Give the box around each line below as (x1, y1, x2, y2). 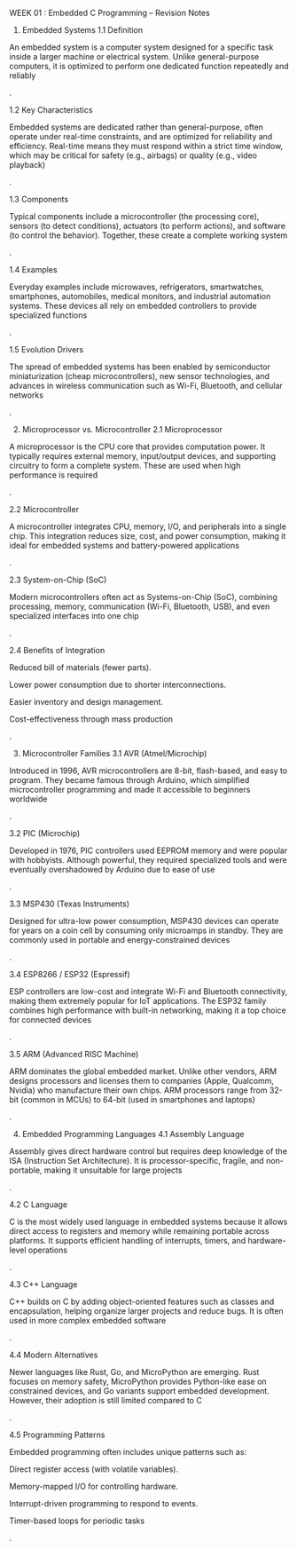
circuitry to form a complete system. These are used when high (9, 461, 241, 470)
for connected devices (9, 1015, 91, 1024)
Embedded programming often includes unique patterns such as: (9, 1447, 246, 1457)
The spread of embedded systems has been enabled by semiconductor (9, 361, 270, 372)
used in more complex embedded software (9, 1316, 167, 1325)
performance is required (9, 470, 98, 480)
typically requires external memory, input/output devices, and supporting (9, 451, 277, 461)
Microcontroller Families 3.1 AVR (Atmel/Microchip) (21, 748, 207, 758)
